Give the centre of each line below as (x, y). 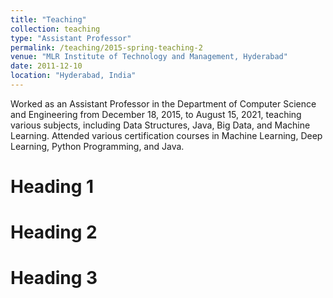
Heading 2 (54, 232)
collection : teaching (55, 29)
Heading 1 (52, 187)
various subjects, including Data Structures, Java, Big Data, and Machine (160, 125)
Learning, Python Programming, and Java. (97, 146)
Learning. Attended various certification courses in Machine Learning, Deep (166, 135)
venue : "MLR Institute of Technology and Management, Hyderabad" (149, 57)
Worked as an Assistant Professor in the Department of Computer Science (163, 103)
